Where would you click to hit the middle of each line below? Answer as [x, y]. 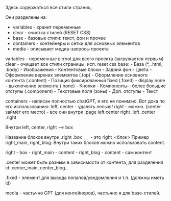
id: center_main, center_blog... [37, 168]
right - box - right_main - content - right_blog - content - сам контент [79, 152]
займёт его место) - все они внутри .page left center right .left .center [80, 112]
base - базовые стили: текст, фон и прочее [59, 38]
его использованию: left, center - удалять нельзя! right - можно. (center [83, 106]
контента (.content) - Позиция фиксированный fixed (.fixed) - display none [85, 80]
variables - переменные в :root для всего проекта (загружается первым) [84, 59]
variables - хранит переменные [47, 27]
